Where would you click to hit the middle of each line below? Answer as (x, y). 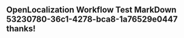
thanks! (21, 29)
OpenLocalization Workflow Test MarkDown (91, 10)
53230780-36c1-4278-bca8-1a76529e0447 (92, 20)
